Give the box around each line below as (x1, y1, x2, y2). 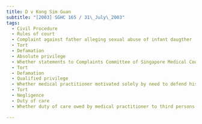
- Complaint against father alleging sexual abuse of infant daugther (11, 37, 192, 43)
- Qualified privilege (11, 75, 69, 81)
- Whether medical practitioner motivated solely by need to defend (11, 81, 187, 87)
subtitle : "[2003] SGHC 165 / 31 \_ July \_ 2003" (6, 14, 125, 20)
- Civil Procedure (11, 25, 58, 32)
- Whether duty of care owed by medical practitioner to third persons (11, 103, 195, 110)
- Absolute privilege (11, 53, 66, 59)
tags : (6, 20, 20, 26)
